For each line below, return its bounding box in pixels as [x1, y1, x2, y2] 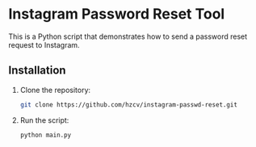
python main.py [19, 131, 72, 139]
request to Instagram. [8, 40, 80, 49]
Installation [8, 64, 66, 78]
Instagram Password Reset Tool [8, 5, 225, 23]
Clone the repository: [19, 85, 91, 94]
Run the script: [19, 115, 69, 125]
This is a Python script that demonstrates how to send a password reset [8, 31, 248, 41]
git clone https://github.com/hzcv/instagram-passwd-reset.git [19, 100, 238, 109]
